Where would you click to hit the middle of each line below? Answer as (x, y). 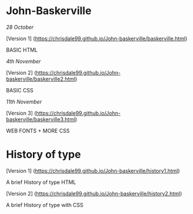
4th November (23, 61)
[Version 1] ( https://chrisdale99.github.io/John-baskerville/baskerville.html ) (97, 38)
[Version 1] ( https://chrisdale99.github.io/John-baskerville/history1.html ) (93, 170)
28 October (20, 27)
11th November (24, 102)
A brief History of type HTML (41, 182)
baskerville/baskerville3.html (41, 119)
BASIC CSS (20, 90)
